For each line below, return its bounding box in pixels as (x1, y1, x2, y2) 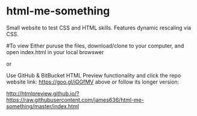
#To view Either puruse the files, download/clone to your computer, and (6, 42, 184, 49)
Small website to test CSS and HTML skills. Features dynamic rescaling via (6, 24, 192, 31)
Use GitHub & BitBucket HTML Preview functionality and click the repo (6, 72, 181, 79)
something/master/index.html (6, 102, 80, 109)
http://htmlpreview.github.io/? (6, 90, 80, 97)
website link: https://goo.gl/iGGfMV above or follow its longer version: (6, 78, 180, 85)
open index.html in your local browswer (6, 48, 104, 55)
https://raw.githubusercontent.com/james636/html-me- (6, 96, 145, 103)
